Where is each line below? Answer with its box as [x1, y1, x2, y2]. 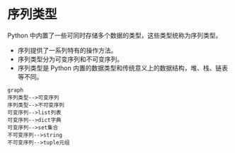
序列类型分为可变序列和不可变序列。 [17, 54, 124, 63]
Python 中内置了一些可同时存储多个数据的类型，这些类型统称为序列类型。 [7, 31, 222, 39]
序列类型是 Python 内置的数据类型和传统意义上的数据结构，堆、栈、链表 [17, 63, 229, 72]
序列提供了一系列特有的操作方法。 [17, 46, 117, 54]
